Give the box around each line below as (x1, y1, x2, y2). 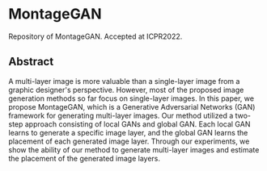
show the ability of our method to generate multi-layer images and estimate (8, 144, 260, 154)
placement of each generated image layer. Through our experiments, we (8, 136, 250, 146)
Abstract (8, 55, 54, 69)
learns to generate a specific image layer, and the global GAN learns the (8, 127, 248, 137)
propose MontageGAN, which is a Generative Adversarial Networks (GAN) (8, 102, 256, 111)
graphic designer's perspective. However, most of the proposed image (8, 85, 244, 94)
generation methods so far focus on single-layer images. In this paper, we (8, 94, 255, 103)
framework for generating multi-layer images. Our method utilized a (8, 111, 234, 120)
